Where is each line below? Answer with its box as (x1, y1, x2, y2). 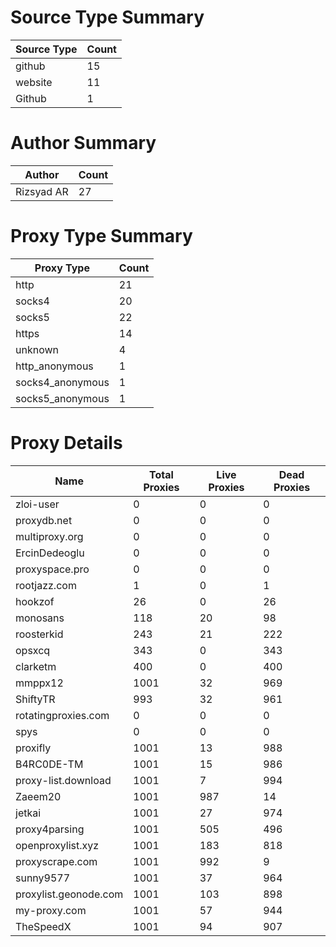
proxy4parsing (15, 822, 85, 836)
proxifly (15, 741, 52, 755)
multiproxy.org (15, 529, 84, 543)
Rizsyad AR (15, 184, 69, 198)
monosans (15, 611, 65, 625)
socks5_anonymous (15, 391, 110, 405)
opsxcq (15, 643, 51, 657)
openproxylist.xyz (15, 838, 100, 852)
